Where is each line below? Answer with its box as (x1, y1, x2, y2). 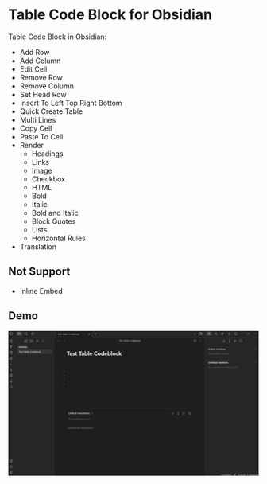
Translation (19, 241, 57, 252)
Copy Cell (19, 123, 52, 133)
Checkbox (31, 174, 66, 184)
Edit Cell (19, 64, 48, 73)
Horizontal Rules (31, 233, 86, 243)
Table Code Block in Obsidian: (8, 32, 107, 41)
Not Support (8, 265, 71, 279)
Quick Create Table (19, 106, 83, 116)
